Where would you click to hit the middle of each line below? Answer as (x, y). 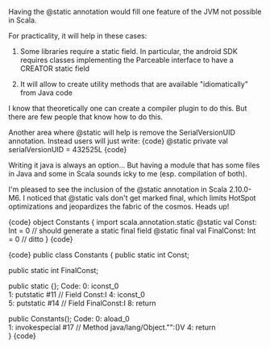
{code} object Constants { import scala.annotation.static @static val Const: (133, 222)
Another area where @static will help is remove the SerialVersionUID (122, 133)
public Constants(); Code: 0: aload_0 (69, 319)
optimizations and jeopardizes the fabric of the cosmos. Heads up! (119, 206)
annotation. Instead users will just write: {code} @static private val (118, 141)
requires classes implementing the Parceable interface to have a (127, 60)
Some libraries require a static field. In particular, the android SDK (129, 51)
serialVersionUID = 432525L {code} (68, 149)
